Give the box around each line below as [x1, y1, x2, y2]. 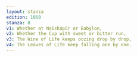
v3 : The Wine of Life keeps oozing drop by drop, [6, 36, 132, 42]
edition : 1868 [6, 14, 42, 20]
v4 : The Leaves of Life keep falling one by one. [6, 42, 132, 48]
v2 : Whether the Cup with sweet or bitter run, [6, 31, 127, 37]
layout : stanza [6, 8, 44, 15]
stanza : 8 [6, 20, 31, 26]
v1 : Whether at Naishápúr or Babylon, [6, 25, 102, 31]
